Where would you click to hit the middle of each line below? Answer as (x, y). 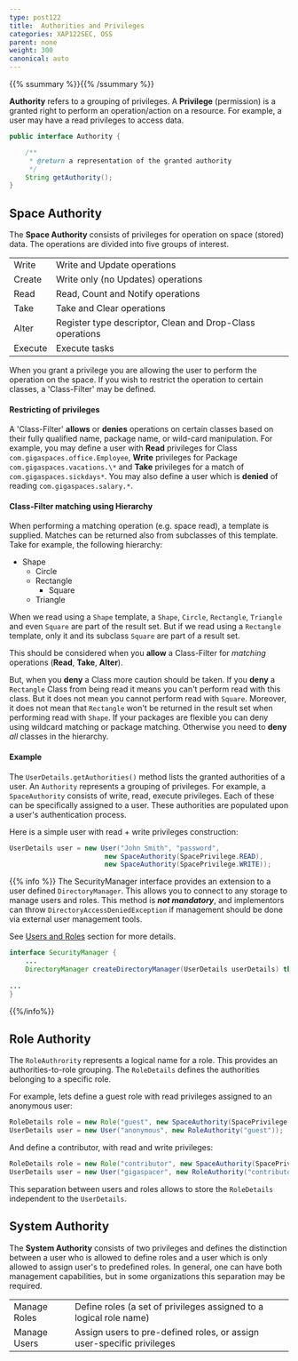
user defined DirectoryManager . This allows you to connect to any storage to (149, 891)
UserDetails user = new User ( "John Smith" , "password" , (114, 848)
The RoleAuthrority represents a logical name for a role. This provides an (143, 1061)
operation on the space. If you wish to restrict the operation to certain (136, 380)
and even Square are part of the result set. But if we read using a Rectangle (145, 627)
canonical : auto (39, 59)
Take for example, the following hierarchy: (86, 545)
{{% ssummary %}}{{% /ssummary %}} (82, 84)
